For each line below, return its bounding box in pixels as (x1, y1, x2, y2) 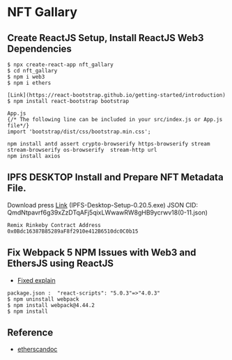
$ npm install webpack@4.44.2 (7, 302, 95, 308)
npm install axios (7, 152, 61, 159)
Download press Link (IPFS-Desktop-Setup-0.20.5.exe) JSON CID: (7, 201, 199, 209)
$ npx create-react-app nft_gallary (7, 61, 114, 68)
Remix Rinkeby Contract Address (7, 221, 101, 228)
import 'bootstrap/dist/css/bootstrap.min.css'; (7, 128, 151, 135)
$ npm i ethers (7, 79, 52, 86)
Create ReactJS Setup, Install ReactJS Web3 (7, 32, 204, 44)
